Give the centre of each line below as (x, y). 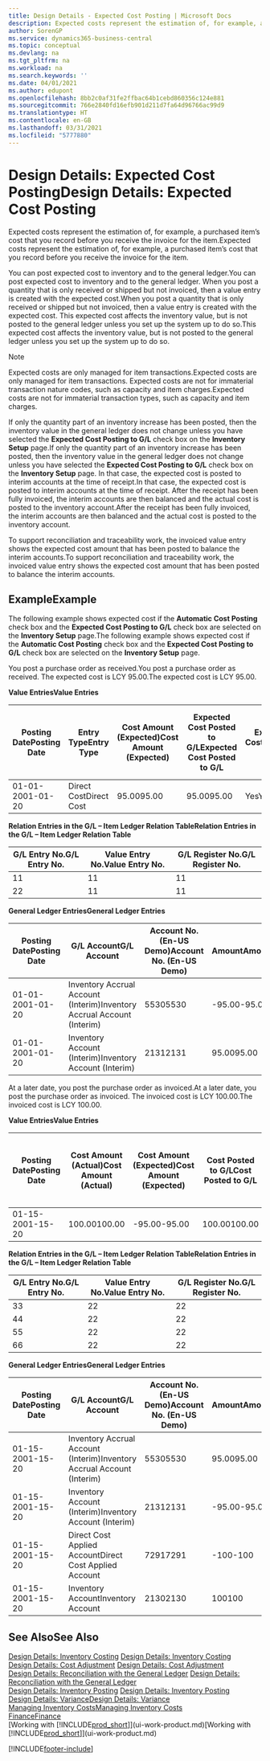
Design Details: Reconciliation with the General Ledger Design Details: (124, 1673)
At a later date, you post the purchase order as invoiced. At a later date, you (133, 1088)
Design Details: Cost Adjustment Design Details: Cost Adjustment (116, 1665)
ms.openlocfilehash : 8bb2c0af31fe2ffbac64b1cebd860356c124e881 (117, 98)
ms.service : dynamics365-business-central (80, 38)
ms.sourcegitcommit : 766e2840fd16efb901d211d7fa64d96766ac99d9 (117, 105)
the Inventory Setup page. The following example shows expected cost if (129, 636)
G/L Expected (212, 747)
